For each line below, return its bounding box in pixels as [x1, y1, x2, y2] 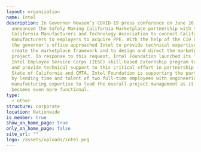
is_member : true [6, 114, 47, 120]
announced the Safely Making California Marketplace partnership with [11, 25, 191, 32]
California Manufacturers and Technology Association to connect [11, 31, 178, 37]
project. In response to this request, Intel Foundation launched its [11, 53, 191, 59]
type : [6, 92, 20, 98]
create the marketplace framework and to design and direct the [11, 48, 175, 54]
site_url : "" [6, 131, 39, 138]
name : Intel [6, 14, 36, 20]
